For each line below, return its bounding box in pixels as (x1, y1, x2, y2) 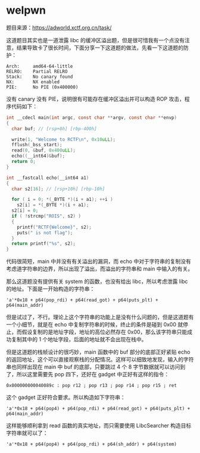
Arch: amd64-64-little (6, 63, 73, 69)
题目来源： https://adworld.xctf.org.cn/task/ (6, 24, 112, 31)
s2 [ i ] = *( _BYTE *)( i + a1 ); (17, 202, 89, 208)
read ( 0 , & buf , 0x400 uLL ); (11, 147, 76, 153)
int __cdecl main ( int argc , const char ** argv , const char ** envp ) (6, 114, 177, 121)
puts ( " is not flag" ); (17, 229, 73, 235)
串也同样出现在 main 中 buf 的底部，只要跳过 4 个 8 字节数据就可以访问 (6, 363, 180, 370)
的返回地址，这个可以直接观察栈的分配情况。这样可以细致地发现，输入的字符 (6, 356, 194, 363)
